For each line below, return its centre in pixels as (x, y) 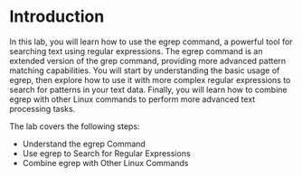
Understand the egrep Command (84, 144)
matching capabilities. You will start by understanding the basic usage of (145, 70)
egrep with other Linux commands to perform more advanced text (132, 99)
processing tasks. (42, 108)
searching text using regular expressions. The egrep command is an (136, 51)
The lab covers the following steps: (75, 126)
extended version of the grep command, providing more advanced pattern (148, 61)
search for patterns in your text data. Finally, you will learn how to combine (148, 89)
